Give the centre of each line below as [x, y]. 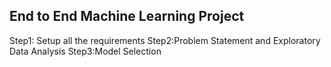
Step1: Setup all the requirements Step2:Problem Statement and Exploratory [165, 40]
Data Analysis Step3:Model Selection [85, 51]
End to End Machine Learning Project [127, 16]
